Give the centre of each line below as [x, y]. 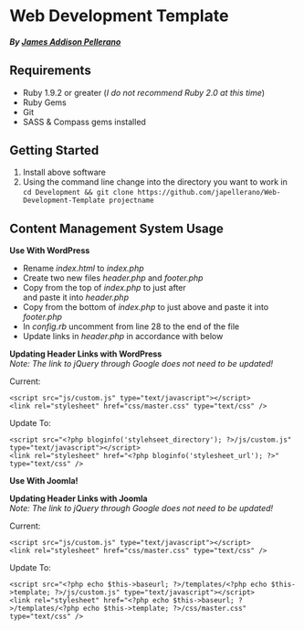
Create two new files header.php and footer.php [113, 278]
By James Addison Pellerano [65, 41]
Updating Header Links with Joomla [79, 498]
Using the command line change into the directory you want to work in [155, 182]
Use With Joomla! [44, 481]
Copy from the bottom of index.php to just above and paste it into [146, 307]
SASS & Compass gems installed [84, 122]
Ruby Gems [44, 102]
